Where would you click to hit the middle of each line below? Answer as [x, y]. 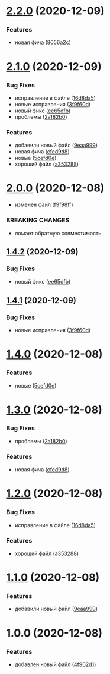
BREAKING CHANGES [38, 220]
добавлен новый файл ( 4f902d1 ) [55, 664]
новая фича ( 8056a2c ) [43, 42]
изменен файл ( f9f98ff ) [44, 205]
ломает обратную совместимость [58, 233]
